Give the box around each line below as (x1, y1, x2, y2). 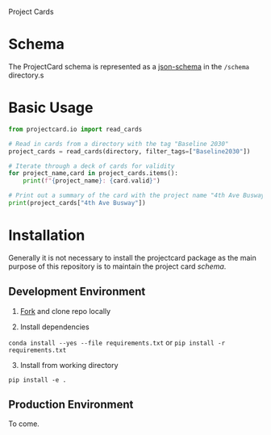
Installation (8, 226, 85, 245)
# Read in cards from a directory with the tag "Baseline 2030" (8, 140, 229, 148)
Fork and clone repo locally (19, 306, 111, 316)
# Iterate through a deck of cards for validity (8, 161, 175, 170)
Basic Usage (8, 98, 94, 117)
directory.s (8, 70, 44, 80)
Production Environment (8, 398, 134, 412)
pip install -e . (8, 375, 67, 384)
